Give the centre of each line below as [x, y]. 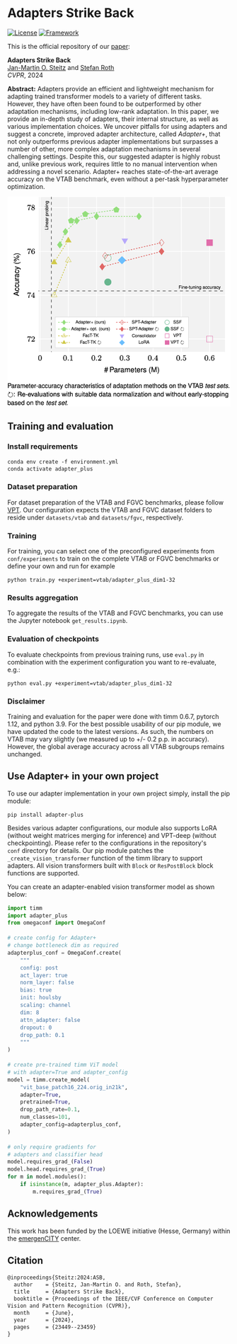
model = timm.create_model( [49, 1080]
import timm [25, 908]
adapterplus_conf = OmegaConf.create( [64, 953]
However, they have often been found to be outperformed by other [104, 103]
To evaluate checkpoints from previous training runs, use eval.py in [106, 654]
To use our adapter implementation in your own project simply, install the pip [119, 793]
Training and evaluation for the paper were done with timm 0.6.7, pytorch [113, 716]
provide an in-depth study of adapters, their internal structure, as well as [113, 119]
